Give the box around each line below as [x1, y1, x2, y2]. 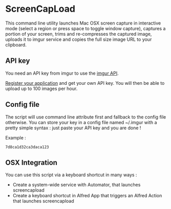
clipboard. [5, 41, 27, 48]
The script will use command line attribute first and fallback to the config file [5, 113, 166, 120]
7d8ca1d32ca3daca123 [5, 144, 50, 150]
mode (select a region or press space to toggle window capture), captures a [5, 25, 166, 31]
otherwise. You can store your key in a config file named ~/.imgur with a [5, 119, 157, 125]
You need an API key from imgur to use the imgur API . [5, 70, 119, 76]
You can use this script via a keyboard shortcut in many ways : [5, 172, 137, 178]
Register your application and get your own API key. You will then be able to [5, 80, 165, 86]
